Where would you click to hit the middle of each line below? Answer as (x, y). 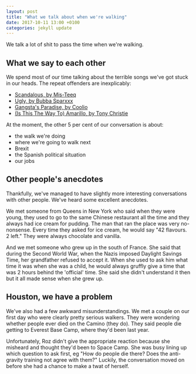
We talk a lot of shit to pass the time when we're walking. (75, 45)
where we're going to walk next (53, 142)
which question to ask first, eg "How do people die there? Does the (87, 353)
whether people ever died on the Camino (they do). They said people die (94, 324)
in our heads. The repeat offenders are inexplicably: (69, 83)
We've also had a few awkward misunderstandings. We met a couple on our (98, 311)
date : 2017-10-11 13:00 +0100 (43, 22)
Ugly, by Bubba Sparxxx (44, 101)
